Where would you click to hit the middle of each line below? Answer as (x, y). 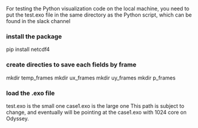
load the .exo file (30, 93)
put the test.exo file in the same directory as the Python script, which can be (99, 15)
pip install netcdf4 (28, 49)
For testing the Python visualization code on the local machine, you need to (98, 9)
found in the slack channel (38, 21)
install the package (34, 36)
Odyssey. (18, 119)
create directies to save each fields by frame (72, 65)
